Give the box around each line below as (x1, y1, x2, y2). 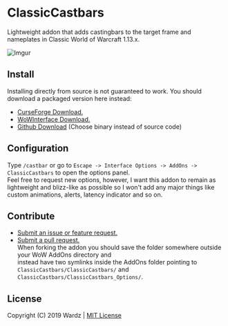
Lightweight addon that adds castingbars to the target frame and (7, 28, 191, 36)
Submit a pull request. (17, 236, 80, 244)
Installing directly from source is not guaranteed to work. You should (7, 87, 202, 95)
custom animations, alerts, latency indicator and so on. (7, 190, 163, 199)
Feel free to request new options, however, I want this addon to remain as (7, 175, 216, 184)
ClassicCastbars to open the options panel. (7, 168, 130, 176)
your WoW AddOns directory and (17, 251, 112, 259)
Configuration (7, 143, 69, 154)
